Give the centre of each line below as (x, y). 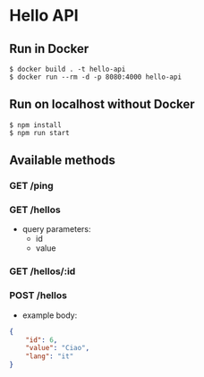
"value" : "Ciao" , (58, 348)
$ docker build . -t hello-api (68, 69)
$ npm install (36, 125)
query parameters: (56, 229)
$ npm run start (39, 133)
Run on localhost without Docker (102, 104)
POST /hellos (38, 296)
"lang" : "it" (50, 356)
